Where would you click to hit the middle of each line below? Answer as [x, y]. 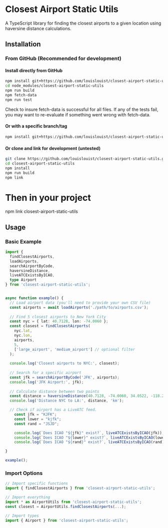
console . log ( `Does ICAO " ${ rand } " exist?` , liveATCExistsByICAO [82, 442]
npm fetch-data [21, 95]
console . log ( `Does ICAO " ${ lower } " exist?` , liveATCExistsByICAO [84, 438]
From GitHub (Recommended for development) [63, 59]
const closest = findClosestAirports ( [50, 326]
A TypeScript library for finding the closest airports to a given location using [83, 23]
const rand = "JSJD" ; [36, 424]
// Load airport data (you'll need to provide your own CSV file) [80, 303]
